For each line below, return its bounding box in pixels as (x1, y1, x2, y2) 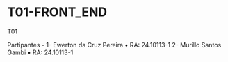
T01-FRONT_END (7, 4, 108, 20)
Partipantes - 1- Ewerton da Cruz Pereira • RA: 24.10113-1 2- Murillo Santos (7, 40, 222, 49)
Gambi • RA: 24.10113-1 (7, 48, 74, 56)
